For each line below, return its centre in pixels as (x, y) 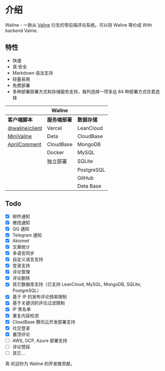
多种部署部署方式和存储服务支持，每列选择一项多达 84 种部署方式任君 (84, 91)
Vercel (54, 128)
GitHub (85, 178)
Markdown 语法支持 (33, 73)
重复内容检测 (25, 315)
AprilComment (25, 144)
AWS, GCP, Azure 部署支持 (40, 340)
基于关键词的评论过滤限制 (39, 303)
